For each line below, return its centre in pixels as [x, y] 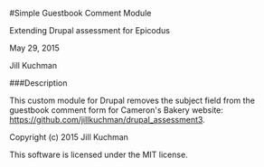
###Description [38, 83]
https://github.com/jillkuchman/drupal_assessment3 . [107, 120]
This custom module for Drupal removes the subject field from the [132, 100]
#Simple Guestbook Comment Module [80, 13]
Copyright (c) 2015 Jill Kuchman [69, 137]
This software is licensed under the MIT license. [99, 154]
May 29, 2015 [35, 48]
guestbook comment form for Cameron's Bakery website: [117, 110]
